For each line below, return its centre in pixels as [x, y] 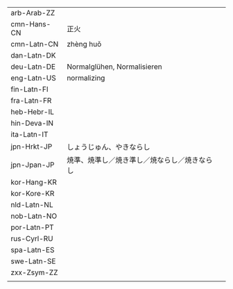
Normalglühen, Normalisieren [115, 67]
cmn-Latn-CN [35, 44]
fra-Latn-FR [31, 100]
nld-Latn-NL [32, 205]
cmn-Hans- [31, 24]
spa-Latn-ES [33, 250]
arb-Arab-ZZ [33, 13]
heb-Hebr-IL [32, 112]
